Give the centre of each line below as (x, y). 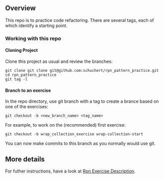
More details (25, 159)
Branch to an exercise (28, 90)
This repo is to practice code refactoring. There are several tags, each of (80, 20)
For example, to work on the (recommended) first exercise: (65, 125)
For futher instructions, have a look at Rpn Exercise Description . (70, 171)
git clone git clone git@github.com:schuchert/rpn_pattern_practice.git (82, 70)
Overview (21, 8)
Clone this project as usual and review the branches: (59, 61)
